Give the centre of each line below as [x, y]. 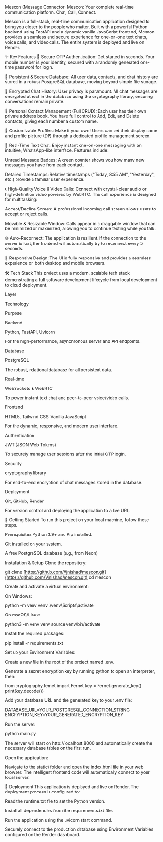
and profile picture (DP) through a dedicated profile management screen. [78, 136]
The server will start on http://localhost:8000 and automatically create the [79, 743]
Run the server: [20, 724]
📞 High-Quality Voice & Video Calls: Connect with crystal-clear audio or [76, 189]
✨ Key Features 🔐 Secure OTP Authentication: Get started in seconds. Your [80, 57]
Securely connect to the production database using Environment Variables [79, 829]
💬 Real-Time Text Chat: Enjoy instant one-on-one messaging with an [73, 145]
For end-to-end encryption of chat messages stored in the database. [74, 482]
